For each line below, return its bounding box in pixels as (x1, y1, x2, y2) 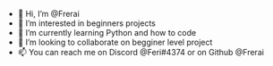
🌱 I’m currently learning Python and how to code (17, 28, 197, 37)
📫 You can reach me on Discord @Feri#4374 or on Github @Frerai (17, 47, 264, 57)
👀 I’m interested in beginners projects (17, 18, 157, 29)
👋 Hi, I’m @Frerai (17, 9, 81, 19)
